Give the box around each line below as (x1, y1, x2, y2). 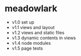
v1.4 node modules (11, 40, 51, 46)
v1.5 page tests (11, 45, 43, 51)
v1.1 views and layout (11, 24, 55, 30)
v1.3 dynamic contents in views (11, 35, 76, 41)
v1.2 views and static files (11, 29, 65, 35)
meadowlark (4, 3, 58, 14)
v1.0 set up (11, 19, 34, 25)
